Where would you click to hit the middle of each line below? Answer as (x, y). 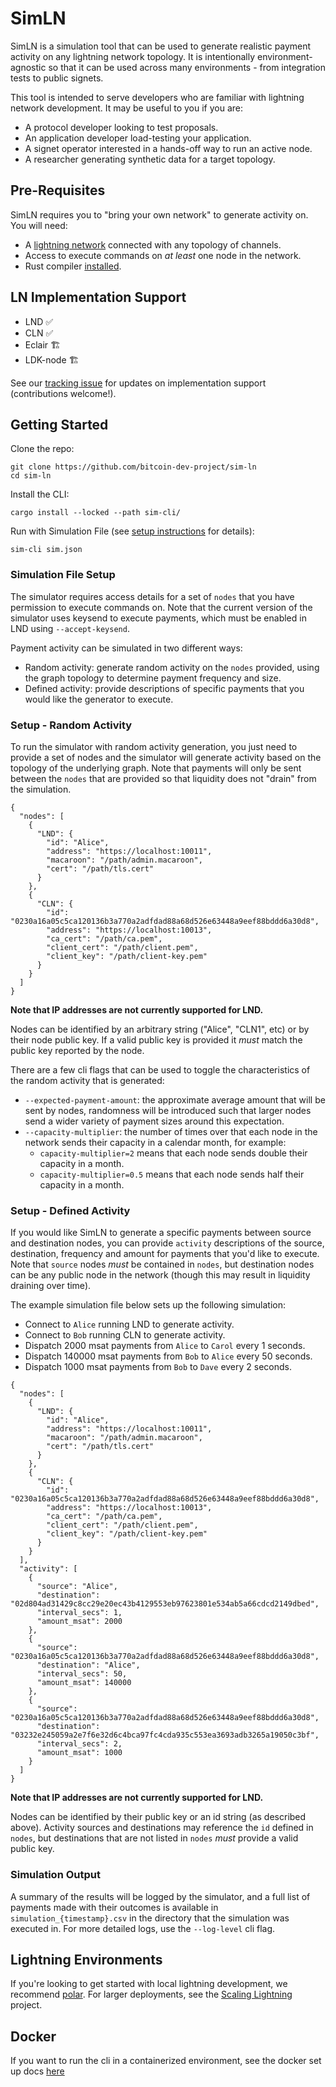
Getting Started (59, 424)
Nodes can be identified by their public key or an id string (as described (158, 1817)
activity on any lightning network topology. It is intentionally (133, 56)
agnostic (28, 67)
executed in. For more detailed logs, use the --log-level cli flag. (143, 1928)
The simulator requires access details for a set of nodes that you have (152, 596)
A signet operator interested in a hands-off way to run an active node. (168, 148)
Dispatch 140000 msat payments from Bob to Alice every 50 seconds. (168, 1356)
